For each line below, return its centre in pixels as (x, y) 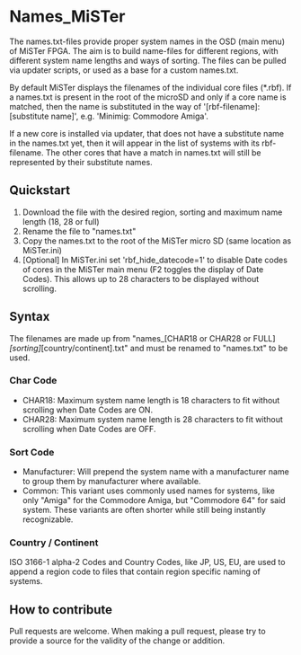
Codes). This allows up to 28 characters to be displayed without (141, 279)
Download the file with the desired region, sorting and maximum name (152, 212)
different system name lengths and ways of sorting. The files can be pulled (148, 60)
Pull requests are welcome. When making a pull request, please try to (138, 632)
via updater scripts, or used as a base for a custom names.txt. (124, 70)
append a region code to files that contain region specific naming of (135, 571)
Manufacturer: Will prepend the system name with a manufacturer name (155, 472)
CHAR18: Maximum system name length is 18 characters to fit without (151, 400)
